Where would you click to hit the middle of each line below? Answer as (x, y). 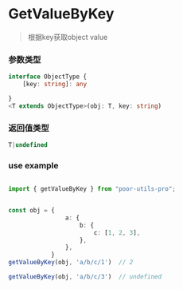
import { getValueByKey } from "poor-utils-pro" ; (92, 189)
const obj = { (32, 211)
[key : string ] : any (55, 85)
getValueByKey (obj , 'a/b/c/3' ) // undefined (85, 277)
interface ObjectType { (48, 77)
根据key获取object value (68, 37)
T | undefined (28, 145)
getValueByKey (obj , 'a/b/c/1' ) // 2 (71, 263)
